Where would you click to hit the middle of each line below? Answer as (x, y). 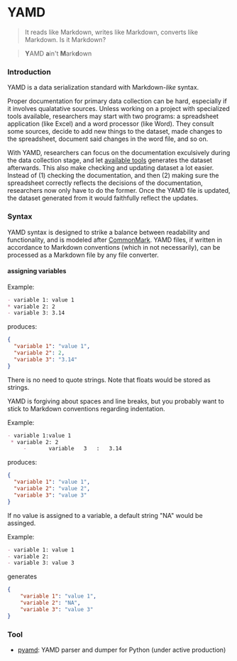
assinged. (22, 523)
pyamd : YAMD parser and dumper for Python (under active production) (122, 650)
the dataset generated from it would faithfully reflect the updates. (103, 198)
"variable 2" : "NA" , (50, 603)
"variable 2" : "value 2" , (52, 489)
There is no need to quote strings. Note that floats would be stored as (109, 380)
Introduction (29, 72)
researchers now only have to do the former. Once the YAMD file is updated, (119, 191)
